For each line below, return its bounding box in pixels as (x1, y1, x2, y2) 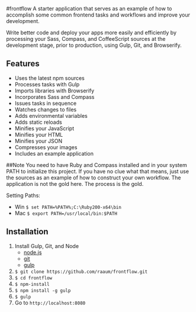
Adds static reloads (14, 118, 62, 126)
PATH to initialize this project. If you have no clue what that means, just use (6, 168, 189, 175)
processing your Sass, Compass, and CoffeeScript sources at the (6, 36, 166, 42)
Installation (6, 227, 49, 237)
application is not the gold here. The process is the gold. (6, 180, 144, 187)
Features (6, 59, 40, 69)
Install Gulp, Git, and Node (14, 242, 79, 249)
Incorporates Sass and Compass (14, 93, 95, 100)
